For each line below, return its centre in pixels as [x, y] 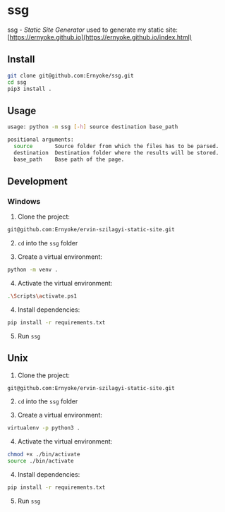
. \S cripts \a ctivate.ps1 [42, 296]
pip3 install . [30, 89]
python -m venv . [33, 270]
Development [38, 181]
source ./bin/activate [41, 461]
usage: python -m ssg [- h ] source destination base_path [93, 127]
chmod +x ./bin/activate [44, 455]
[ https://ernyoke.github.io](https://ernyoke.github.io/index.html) [100, 37]
